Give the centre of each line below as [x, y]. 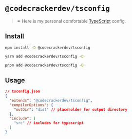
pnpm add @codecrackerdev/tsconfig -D [44, 65]
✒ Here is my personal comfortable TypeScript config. [71, 21]
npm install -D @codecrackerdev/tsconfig [48, 48]
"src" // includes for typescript [49, 123]
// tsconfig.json [23, 91]
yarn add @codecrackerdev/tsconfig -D [44, 56]
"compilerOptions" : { [31, 105]
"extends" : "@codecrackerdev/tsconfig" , [51, 100]
